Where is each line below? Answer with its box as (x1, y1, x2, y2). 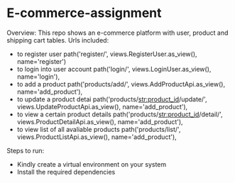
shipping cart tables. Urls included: (6, 35, 109, 44)
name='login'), (16, 72, 60, 81)
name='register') (16, 57, 67, 65)
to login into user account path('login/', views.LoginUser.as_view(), (16, 65, 212, 73)
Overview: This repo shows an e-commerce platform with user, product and (6, 28, 229, 37)
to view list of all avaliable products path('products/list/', (16, 125, 181, 133)
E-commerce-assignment (6, 5, 162, 21)
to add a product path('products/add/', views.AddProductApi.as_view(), (16, 79, 225, 88)
